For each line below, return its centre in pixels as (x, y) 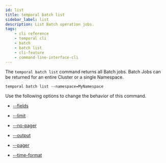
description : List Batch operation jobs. (50, 24)
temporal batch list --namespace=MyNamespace (54, 87)
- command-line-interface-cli (47, 57)
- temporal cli (31, 39)
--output (22, 135)
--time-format (27, 155)
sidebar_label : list (27, 19)
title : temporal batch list (35, 15)
